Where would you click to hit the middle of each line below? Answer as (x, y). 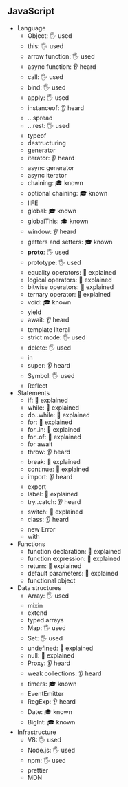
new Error (41, 529)
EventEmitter (45, 693)
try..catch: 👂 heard (54, 501)
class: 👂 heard (48, 519)
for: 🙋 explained (50, 422)
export (37, 486)
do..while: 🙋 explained (59, 415)
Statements (33, 392)
